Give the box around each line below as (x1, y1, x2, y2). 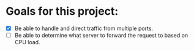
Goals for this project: (6, 4, 119, 18)
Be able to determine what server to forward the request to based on (14, 32, 188, 39)
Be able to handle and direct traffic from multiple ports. (14, 25, 154, 32)
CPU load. (14, 39, 40, 46)
